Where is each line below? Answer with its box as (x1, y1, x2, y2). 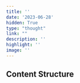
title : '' (6, 8, 31, 15)
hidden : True (6, 20, 38, 25)
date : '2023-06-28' (6, 14, 54, 20)
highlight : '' (6, 42, 41, 48)
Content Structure (6, 69, 74, 79)
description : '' (6, 36, 46, 42)
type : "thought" (6, 25, 46, 31)
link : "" (6, 31, 28, 37)
